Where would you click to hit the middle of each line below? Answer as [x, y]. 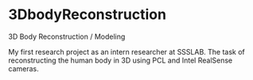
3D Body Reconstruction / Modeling [67, 36]
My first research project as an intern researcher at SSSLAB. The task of [127, 51]
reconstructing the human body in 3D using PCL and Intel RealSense [121, 60]
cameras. [23, 68]
